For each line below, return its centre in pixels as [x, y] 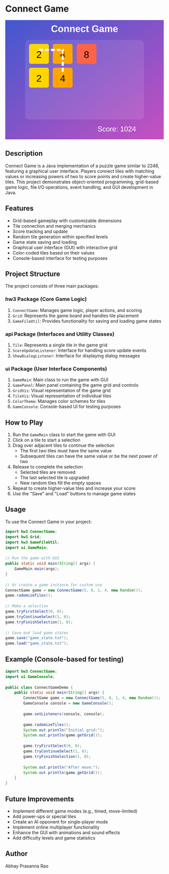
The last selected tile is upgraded [55, 478]
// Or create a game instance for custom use [54, 585]
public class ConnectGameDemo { [39, 687]
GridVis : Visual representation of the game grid [61, 391]
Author [16, 854]
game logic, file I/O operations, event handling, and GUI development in [79, 187]
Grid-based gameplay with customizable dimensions [67, 221]
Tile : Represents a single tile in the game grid [60, 345]
